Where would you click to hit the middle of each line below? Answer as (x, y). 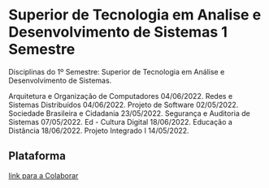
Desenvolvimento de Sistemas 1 (118, 32)
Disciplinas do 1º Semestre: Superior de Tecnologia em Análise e (117, 71)
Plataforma (37, 156)
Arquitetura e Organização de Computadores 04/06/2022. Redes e (121, 96)
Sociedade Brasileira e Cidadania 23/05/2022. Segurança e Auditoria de (129, 113)
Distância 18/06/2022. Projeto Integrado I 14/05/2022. (99, 130)
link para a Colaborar (43, 175)
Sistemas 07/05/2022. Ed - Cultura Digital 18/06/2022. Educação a (121, 122)
